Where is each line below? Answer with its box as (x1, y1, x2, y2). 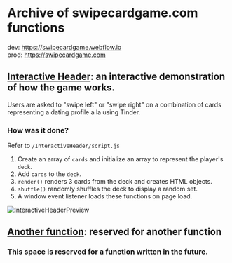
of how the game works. (7, 82, 116, 94)
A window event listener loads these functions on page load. (17, 192, 193, 201)
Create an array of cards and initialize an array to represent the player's (17, 155, 224, 163)
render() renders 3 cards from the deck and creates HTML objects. (17, 177, 212, 186)
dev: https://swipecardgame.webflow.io (7, 43, 122, 51)
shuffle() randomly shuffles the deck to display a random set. (17, 184, 198, 194)
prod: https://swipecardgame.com (7, 50, 107, 59)
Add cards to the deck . (17, 170, 82, 178)
